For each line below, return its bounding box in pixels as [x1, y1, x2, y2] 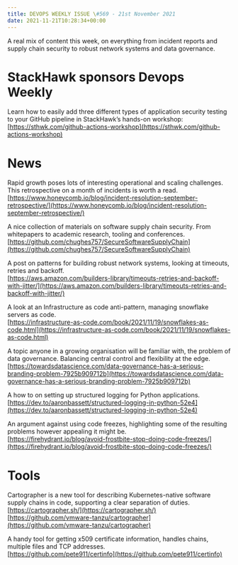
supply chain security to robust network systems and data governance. [7, 44, 215, 53]
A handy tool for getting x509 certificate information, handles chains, [7, 534, 209, 544]
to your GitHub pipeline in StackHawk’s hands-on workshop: [7, 115, 183, 124]
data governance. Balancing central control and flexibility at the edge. [7, 355, 210, 363]
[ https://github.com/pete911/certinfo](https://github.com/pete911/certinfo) [7, 550, 223, 559]
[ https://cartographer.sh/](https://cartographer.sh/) [7, 506, 157, 515]
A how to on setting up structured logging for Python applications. [7, 391, 200, 399]
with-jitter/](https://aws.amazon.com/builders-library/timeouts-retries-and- [7, 281, 227, 290]
